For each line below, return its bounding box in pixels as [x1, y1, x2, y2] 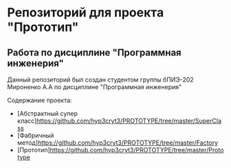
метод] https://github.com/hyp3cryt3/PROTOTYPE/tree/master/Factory [16, 139, 219, 147]
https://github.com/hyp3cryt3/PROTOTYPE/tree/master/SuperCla [36, 117, 222, 125]
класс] [16, 117, 37, 125]
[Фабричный [16, 132, 54, 139]
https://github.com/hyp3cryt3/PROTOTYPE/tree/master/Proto [49, 146, 224, 154]
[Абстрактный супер [16, 110, 78, 117]
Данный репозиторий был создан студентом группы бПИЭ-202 [7, 75, 194, 84]
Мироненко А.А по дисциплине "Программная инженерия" [7, 83, 182, 91]
